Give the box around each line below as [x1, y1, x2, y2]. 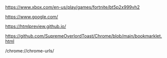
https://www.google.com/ [5, 14, 59, 19]
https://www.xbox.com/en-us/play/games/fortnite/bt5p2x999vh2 [5, 4, 140, 10]
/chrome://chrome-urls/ [5, 48, 54, 54]
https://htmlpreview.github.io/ [5, 23, 66, 29]
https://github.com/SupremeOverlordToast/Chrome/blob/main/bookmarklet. [5, 33, 162, 39]
